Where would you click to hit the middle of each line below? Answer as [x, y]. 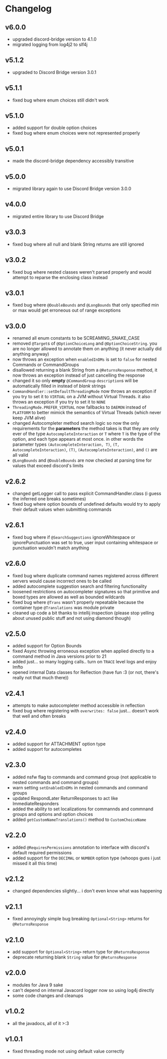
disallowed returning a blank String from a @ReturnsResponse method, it [85, 370]
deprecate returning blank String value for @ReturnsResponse [75, 957]
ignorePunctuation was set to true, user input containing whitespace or [85, 542]
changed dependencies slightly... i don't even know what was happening [87, 891]
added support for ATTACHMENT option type [59, 744]
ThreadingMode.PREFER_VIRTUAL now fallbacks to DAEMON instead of [79, 407]
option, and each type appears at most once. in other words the [78, 439]
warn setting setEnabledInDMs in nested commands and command [80, 787]
